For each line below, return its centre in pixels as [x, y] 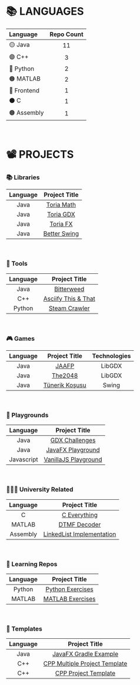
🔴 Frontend [24, 91]
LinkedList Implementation [80, 534]
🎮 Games [21, 338]
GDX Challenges [73, 440]
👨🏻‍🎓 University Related [40, 490]
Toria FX [61, 224]
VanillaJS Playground [73, 460]
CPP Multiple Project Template [85, 664]
